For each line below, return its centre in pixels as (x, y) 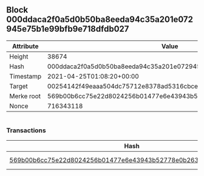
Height (19, 56)
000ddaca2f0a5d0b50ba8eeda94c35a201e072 (100, 20)
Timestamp (25, 76)
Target (19, 86)
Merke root (25, 96)
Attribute (25, 46)
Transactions (26, 130)
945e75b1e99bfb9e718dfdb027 (68, 29)
